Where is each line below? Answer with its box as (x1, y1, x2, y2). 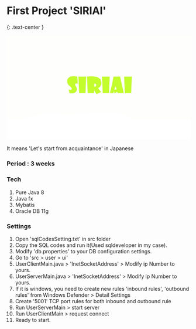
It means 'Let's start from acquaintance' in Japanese (6, 145, 134, 152)
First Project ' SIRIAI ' (6, 4, 106, 18)
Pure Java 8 (15, 189, 44, 196)
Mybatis (15, 201, 35, 208)
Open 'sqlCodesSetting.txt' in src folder (15, 235, 111, 242)
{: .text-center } (6, 23, 44, 30)
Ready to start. (15, 316, 51, 323)
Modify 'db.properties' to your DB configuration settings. (15, 247, 152, 255)
